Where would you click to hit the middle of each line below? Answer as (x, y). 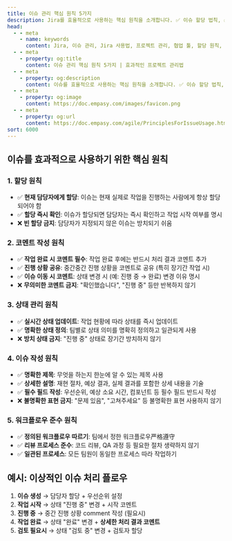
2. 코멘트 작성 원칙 (36, 242)
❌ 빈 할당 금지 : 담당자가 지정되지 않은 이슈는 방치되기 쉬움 (95, 223)
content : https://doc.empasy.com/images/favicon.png (103, 104)
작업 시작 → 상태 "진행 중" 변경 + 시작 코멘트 (77, 505)
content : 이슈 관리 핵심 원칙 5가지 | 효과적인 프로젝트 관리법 (105, 65)
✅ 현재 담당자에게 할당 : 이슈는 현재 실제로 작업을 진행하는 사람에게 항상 (113, 197)
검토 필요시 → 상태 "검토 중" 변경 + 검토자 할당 (80, 531)
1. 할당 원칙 (25, 181)
